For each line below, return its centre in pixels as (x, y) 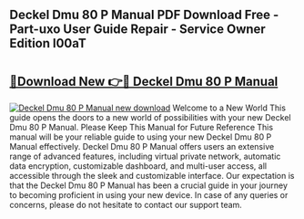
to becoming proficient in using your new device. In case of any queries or (149, 195)
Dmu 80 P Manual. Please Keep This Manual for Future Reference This (142, 127)
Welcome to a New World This (229, 108)
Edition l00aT (48, 43)
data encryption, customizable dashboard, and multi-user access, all (138, 166)
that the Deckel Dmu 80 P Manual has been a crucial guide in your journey (149, 185)
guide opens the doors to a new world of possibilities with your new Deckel (150, 117)
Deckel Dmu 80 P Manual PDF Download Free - (144, 15)
